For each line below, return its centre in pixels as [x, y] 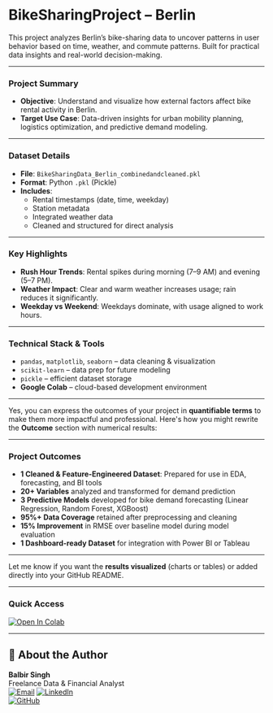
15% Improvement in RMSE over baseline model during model [124, 526]
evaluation [37, 535]
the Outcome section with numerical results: [83, 428]
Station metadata [61, 208]
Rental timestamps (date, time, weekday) [100, 199]
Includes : [36, 191]
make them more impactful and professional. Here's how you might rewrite [133, 420]
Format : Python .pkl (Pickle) [68, 182]
